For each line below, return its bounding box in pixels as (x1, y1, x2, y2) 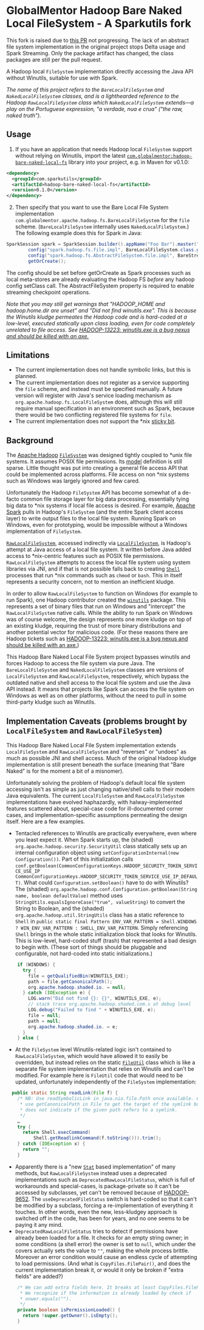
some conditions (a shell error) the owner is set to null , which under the (15, 1240, 196, 1247)
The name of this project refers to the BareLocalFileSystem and (6, 86, 165, 93)
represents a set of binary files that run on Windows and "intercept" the (6, 603, 185, 610)
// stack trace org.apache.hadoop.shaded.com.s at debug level (28, 1001, 191, 1008)
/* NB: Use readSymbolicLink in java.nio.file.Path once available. (17, 1096, 194, 1102)
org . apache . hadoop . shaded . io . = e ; (28, 1023, 118, 1030)
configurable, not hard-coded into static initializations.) (15, 950, 153, 957)
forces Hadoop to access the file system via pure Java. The (6, 660, 155, 667)
